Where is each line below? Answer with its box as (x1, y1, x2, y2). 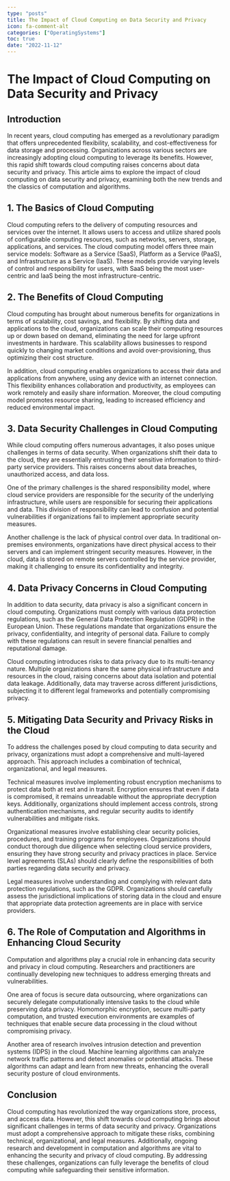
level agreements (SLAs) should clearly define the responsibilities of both (7, 857, 214, 865)
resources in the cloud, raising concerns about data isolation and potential (7, 672, 217, 680)
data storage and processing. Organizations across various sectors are (7, 146, 207, 154)
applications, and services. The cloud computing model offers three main (7, 242, 214, 250)
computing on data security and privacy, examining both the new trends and (7, 176, 222, 183)
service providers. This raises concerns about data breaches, (23, 463, 197, 471)
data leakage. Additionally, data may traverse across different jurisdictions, (7, 680, 218, 688)
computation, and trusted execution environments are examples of (7, 1012, 195, 1021)
